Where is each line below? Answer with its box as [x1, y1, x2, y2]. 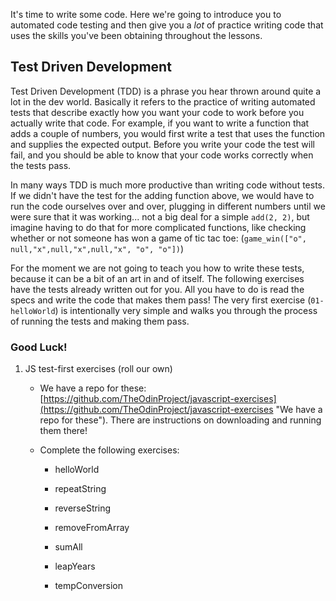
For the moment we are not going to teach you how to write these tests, [10, 262, 305, 274]
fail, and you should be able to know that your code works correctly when [10, 149, 314, 161]
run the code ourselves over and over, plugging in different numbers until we [10, 200, 326, 212]
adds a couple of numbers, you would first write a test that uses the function [10, 127, 326, 139]
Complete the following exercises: [39, 444, 180, 456]
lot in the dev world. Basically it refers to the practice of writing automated [10, 95, 316, 108]
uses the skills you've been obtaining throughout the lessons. [10, 30, 263, 41]
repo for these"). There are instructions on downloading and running [39, 414, 322, 426]
